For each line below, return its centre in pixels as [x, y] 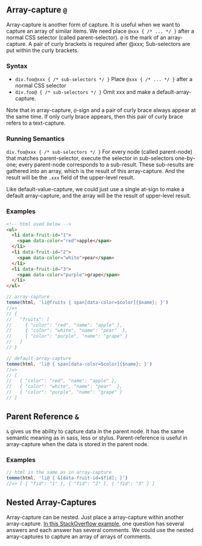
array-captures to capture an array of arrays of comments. [79, 536]
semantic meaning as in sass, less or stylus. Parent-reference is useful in [97, 438]
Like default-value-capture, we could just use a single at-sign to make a [96, 189]
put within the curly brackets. [43, 50]
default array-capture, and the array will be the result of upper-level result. [99, 196]
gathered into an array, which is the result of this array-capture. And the [96, 171]
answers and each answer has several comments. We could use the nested [100, 530]
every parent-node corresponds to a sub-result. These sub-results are [106, 165]
